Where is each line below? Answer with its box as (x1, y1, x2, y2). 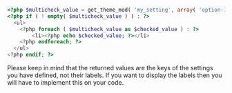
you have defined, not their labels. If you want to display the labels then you (7, 71, 222, 79)
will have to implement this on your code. (7, 79, 124, 86)
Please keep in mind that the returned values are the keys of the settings (7, 64, 213, 72)
